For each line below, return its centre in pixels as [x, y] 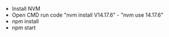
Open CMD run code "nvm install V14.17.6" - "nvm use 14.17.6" [87, 15]
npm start [24, 27]
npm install [25, 21]
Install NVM [26, 9]
